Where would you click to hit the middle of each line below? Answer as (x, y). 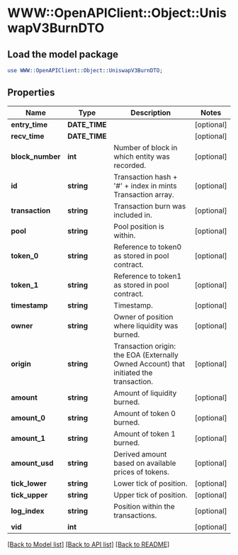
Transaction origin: (145, 346)
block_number (36, 156)
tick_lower (29, 483)
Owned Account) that (149, 364)
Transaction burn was (150, 206)
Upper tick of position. (151, 495)
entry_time (29, 124)
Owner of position (143, 317)
